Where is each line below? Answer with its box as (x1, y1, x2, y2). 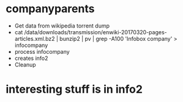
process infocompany (14, 48, 70, 55)
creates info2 (14, 54, 48, 62)
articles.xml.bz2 (14, 35, 56, 42)
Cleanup (14, 60, 36, 68)
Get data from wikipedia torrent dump (14, 22, 110, 29)
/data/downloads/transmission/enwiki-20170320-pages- (24, 28, 168, 35)
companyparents (6, 2, 95, 16)
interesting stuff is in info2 (6, 82, 143, 97)
